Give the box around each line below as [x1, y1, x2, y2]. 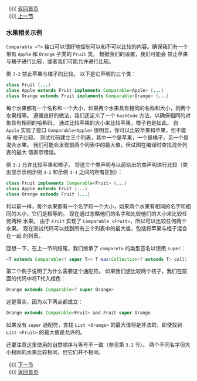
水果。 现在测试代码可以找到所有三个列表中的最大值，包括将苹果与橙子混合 [6, 224, 188, 231]
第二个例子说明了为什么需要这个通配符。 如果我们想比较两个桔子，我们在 [6, 267, 182, 275]
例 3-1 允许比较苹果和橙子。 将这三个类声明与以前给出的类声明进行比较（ [6, 161, 183, 168]
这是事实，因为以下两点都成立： [6, 298, 83, 305]
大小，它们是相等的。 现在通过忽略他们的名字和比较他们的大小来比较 [16, 210, 182, 217]
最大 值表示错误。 [16, 148, 59, 155]
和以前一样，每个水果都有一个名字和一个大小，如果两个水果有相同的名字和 [6, 203, 186, 210]
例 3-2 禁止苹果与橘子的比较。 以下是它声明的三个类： [6, 70, 137, 78]
